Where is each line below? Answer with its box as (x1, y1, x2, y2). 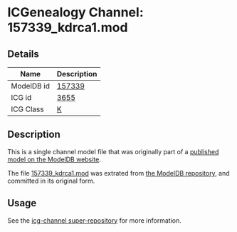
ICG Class (11, 104, 44, 114)
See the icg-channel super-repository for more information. (7, 216, 181, 225)
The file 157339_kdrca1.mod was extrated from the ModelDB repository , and (7, 168, 230, 177)
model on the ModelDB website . (7, 155, 102, 163)
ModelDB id (11, 81, 51, 91)
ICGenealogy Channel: (7, 4, 144, 21)
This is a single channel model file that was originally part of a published (7, 147, 219, 156)
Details (7, 48, 39, 60)
